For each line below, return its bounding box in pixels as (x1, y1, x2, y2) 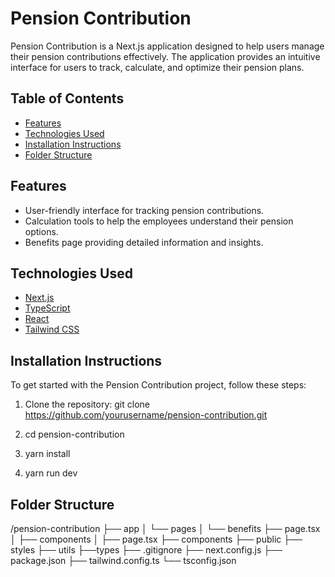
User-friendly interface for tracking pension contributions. (24, 204, 265, 216)
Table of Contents (10, 90, 125, 107)
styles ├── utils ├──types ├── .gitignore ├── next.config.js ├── (10, 544, 283, 556)
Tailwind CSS (24, 323, 80, 336)
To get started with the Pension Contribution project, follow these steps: (10, 379, 307, 391)
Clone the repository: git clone (24, 398, 150, 411)
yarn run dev (24, 467, 78, 479)
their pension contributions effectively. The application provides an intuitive (10, 50, 321, 62)
